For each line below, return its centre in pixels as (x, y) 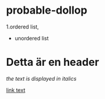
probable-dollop (47, 10)
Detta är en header (52, 62)
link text (16, 90)
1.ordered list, (23, 27)
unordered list (32, 38)
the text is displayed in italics (41, 78)
